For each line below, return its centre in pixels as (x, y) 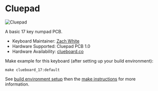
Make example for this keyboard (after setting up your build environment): (79, 61)
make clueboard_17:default (32, 70)
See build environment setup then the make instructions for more (70, 79)
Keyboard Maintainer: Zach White (46, 41)
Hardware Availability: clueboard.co (48, 51)
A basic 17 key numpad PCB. (34, 31)
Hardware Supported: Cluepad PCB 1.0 (51, 46)
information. (17, 84)
